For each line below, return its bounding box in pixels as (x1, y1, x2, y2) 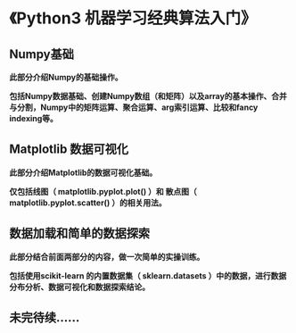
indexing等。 (9, 113, 58, 123)
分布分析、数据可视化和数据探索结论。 (9, 281, 150, 292)
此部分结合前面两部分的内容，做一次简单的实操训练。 (9, 251, 205, 262)
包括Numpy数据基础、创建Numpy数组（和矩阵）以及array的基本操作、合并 (9, 91, 288, 101)
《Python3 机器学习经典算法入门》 (9, 8, 257, 29)
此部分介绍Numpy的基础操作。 (9, 72, 123, 82)
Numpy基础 (9, 46, 74, 62)
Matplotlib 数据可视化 (9, 142, 129, 157)
